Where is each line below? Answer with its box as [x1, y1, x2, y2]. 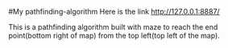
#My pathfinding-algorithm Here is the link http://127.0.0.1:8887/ [8, 7, 220, 16]
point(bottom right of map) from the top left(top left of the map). [8, 31, 220, 40]
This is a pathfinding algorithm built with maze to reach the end [8, 22, 218, 31]
